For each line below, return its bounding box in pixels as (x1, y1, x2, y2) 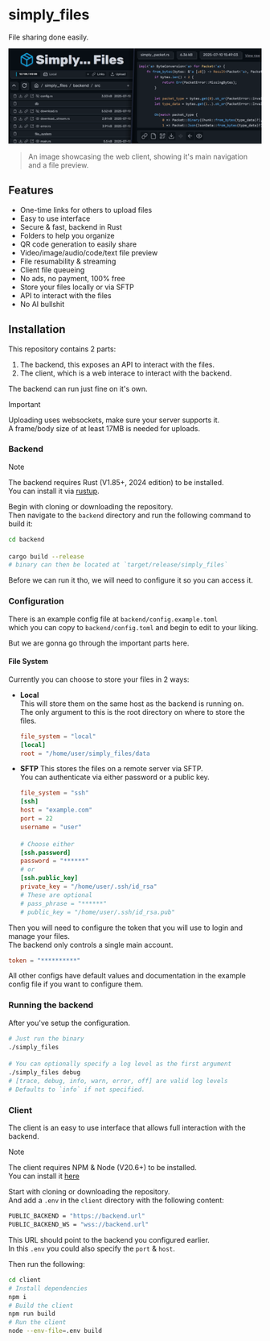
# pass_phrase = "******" (19, 899, 107, 907)
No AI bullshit (19, 299, 65, 309)
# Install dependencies (8, 1284, 88, 1293)
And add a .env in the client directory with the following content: (8, 1195, 224, 1206)
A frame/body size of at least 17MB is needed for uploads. (8, 423, 201, 433)
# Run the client (8, 1318, 67, 1326)
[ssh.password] (19, 849, 72, 857)
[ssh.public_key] (19, 874, 79, 882)
